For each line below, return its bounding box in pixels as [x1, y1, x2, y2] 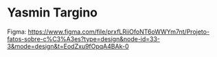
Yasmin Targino [7, 5, 98, 21]
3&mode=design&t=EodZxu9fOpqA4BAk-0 [7, 42, 129, 50]
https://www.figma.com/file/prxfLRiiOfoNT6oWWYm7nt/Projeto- [27, 27, 210, 36]
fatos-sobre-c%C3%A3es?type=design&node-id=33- [7, 34, 160, 43]
